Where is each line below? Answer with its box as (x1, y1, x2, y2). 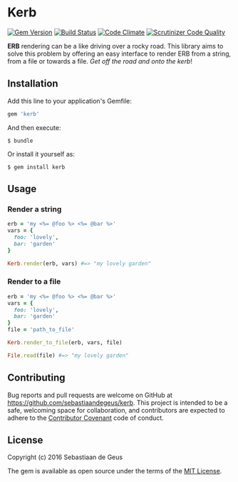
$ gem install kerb (7, 164, 66, 171)
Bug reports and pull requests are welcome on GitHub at (7, 391, 173, 399)
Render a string (7, 204, 62, 214)
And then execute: (7, 123, 61, 132)
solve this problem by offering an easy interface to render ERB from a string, (7, 49, 232, 58)
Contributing (7, 372, 66, 384)
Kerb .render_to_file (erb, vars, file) (7, 339, 123, 346)
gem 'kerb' (7, 110, 40, 118)
